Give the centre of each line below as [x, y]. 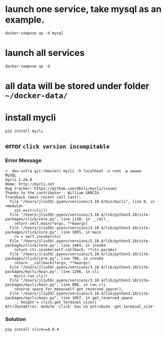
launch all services [45, 53]
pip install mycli [24, 131]
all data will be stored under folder [77, 86]
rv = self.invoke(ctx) [38, 236]
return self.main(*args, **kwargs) [51, 223]
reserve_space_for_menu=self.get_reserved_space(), [69, 289]
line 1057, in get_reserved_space [97, 298]
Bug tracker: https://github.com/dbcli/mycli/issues [61, 188]
